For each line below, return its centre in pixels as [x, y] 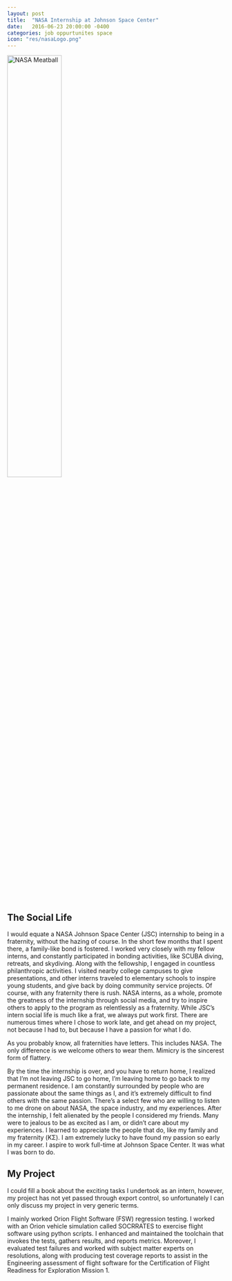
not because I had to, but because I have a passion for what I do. [99, 1030]
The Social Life [40, 917]
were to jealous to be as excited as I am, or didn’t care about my [98, 1122]
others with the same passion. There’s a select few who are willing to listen [114, 1100]
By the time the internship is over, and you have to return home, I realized [111, 1071]
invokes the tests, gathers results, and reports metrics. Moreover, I [101, 1241]
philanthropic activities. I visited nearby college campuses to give [100, 971]
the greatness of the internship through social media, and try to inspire [108, 1000]
